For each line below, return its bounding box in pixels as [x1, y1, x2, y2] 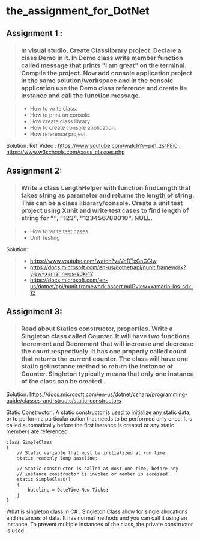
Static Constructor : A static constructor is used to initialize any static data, [6, 409, 191, 416]
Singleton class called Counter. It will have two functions [20, 332, 190, 340]
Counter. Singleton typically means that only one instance [20, 370, 194, 378]
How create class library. [29, 117, 92, 124]
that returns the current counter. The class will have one [20, 355, 189, 363]
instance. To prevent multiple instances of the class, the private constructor [6, 521, 193, 528]
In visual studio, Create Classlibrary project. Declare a [20, 46, 181, 55]
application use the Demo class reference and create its [20, 84, 187, 92]
